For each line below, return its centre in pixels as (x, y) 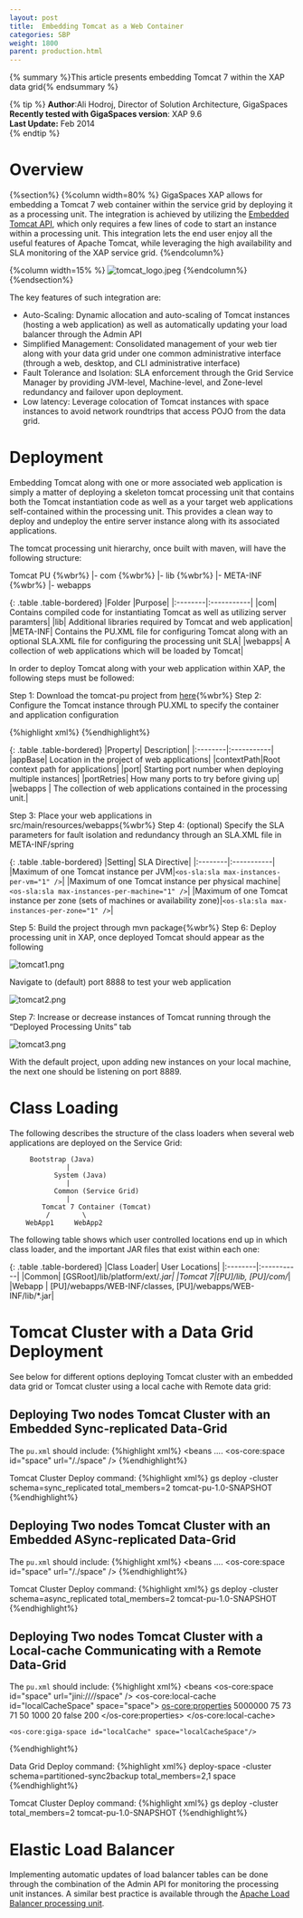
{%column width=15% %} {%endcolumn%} (128, 270)
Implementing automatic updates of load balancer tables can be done (139, 1875)
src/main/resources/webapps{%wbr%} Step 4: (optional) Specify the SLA (147, 825)
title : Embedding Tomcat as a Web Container (96, 26)
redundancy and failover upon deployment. (103, 392)
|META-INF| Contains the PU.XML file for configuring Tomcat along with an (149, 631)
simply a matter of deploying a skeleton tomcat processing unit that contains (152, 492)
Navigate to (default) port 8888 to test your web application (120, 982)
